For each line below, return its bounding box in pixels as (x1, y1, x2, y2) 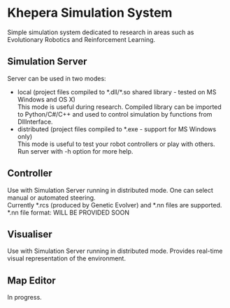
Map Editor (7, 274, 56, 286)
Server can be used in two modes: (7, 74, 106, 82)
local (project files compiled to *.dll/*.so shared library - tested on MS (17, 87, 217, 96)
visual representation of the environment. (7, 254, 126, 263)
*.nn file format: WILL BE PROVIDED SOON (7, 208, 129, 217)
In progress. (7, 293, 42, 302)
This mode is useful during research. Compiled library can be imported (17, 103, 222, 111)
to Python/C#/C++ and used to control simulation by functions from (17, 110, 213, 118)
